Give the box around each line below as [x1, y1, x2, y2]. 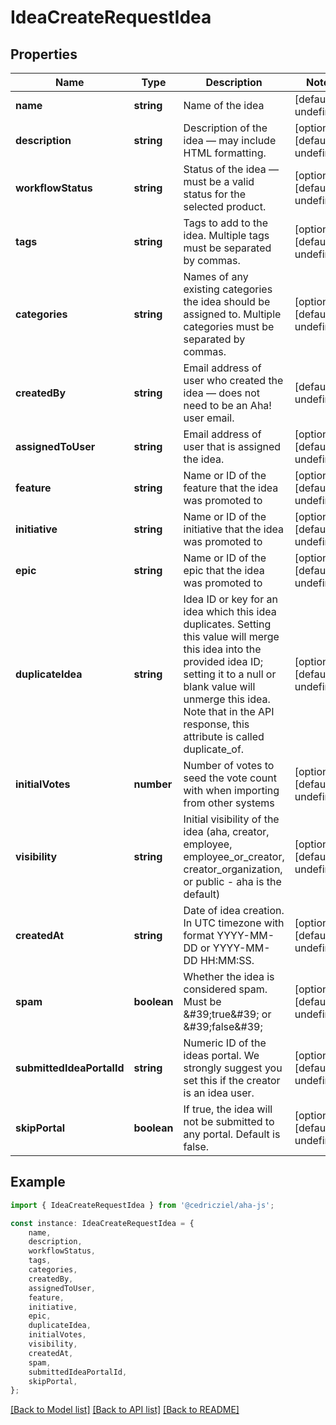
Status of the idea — [183, 162, 280, 176]
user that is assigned [183, 440, 282, 453]
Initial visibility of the [183, 812, 280, 826]
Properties [10, 46, 78, 63]
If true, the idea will [183, 1102, 273, 1116]
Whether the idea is [183, 970, 275, 983]
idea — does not [183, 386, 260, 400]
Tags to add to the [183, 216, 269, 230]
